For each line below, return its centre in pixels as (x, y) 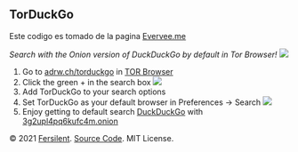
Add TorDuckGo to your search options (94, 92)
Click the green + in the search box (86, 82)
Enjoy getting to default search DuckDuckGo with (113, 111)
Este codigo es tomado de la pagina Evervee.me (98, 36)
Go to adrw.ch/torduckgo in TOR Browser (97, 71)
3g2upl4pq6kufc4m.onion (70, 121)
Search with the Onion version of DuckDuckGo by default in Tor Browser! (143, 54)
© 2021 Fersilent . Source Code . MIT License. (92, 138)
